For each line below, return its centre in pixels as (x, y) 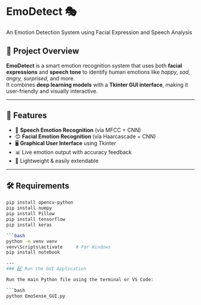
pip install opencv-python (40, 203)
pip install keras (29, 225)
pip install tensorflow (36, 219)
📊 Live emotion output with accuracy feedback (73, 152)
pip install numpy (29, 208)
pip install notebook (33, 252)
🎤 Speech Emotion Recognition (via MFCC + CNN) (78, 130)
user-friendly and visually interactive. (52, 91)
